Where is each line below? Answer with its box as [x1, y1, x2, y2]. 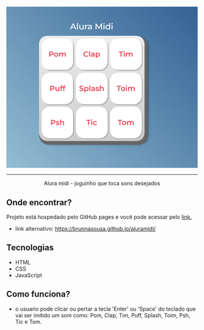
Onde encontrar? [6, 197, 72, 208]
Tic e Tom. [15, 318, 42, 325]
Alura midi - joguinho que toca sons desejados [43, 180, 161, 187]
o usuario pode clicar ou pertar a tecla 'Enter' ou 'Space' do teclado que [15, 305, 196, 312]
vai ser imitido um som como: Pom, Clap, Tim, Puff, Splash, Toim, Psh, [15, 311, 191, 318]
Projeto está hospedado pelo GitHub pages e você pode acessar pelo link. [6, 213, 192, 221]
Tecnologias [6, 243, 54, 253]
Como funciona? [6, 289, 70, 300]
